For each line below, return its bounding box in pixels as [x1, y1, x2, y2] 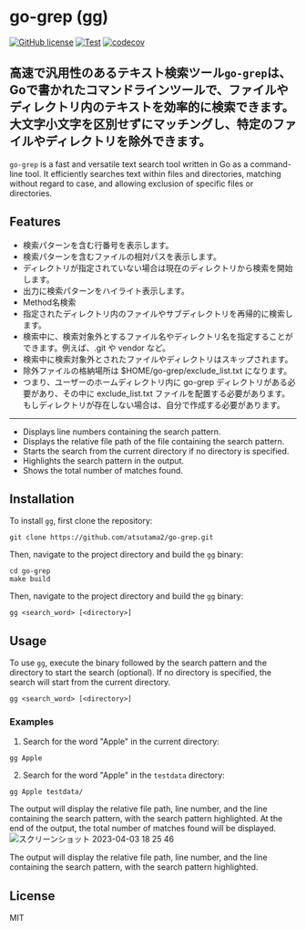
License [9, 888, 56, 904]
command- [250, 158, 291, 170]
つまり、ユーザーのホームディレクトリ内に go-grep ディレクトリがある [22, 376, 289, 387]
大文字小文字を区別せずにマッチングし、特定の [9, 117, 273, 132]
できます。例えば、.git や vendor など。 [22, 342, 171, 353]
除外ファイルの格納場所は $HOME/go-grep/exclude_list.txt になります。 [22, 365, 292, 376]
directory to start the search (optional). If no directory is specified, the [9, 667, 271, 678]
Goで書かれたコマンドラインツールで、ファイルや [9, 82, 289, 98]
